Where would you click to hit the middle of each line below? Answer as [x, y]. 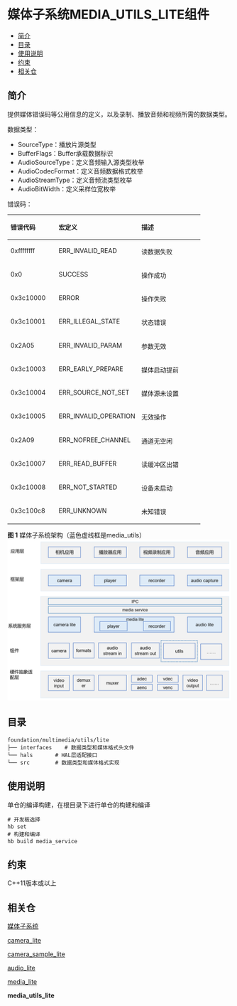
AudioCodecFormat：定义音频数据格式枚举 [80, 171]
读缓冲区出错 [160, 464]
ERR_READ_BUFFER [88, 464]
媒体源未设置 [160, 393]
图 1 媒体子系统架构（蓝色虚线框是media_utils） [76, 535]
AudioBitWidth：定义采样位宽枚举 [66, 188]
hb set [17, 826]
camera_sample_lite [36, 954]
